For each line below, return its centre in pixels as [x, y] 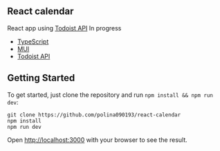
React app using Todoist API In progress [64, 28]
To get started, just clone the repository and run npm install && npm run [110, 95]
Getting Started [41, 78]
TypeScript [33, 42]
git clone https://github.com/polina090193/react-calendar [94, 115]
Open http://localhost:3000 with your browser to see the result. [98, 140]
